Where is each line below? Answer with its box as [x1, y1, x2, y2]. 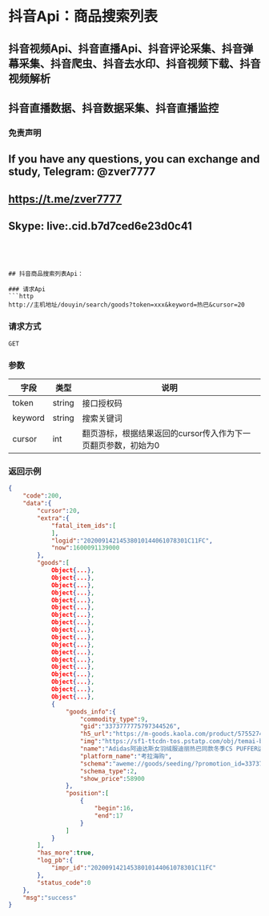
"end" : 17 [94, 811, 124, 820]
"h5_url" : [79, 730, 113, 738]
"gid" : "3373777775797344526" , [79, 722, 181, 730]
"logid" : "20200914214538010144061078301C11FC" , [50, 537, 214, 545]
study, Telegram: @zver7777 [8, 165, 156, 178]
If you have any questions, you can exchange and [8, 153, 260, 166]
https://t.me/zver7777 [8, 192, 122, 206]
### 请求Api [8, 286, 46, 294]
